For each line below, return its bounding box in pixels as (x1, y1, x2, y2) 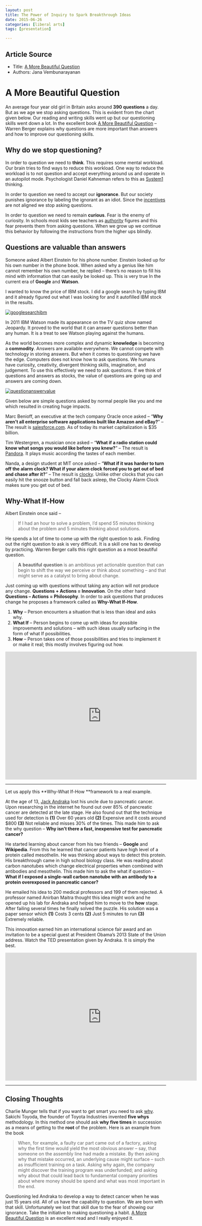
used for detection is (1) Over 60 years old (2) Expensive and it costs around (5, 815, 166, 821)
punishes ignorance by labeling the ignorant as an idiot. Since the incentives (5, 197, 166, 203)
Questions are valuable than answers (5, 243, 126, 252)
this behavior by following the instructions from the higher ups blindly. (5, 228, 152, 234)
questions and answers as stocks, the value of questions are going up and (5, 372, 162, 379)
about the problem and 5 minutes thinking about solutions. (17, 526, 141, 532)
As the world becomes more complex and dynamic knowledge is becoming (5, 340, 165, 346)
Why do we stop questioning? (5, 146, 102, 155)
